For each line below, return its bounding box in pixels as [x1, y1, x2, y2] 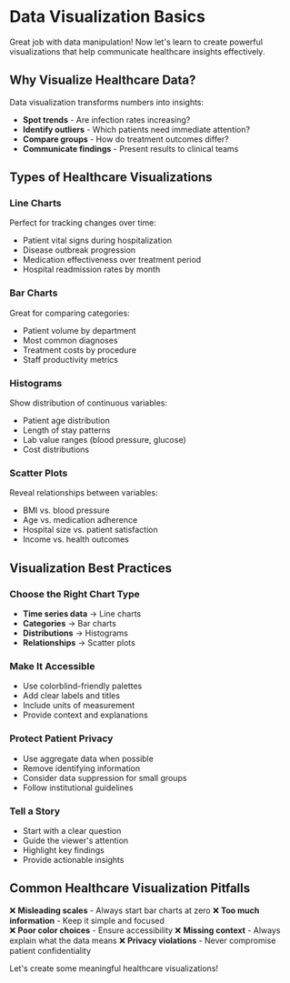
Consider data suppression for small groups [22, 772, 187, 783]
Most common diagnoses [22, 335, 118, 346]
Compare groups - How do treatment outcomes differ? [22, 134, 229, 145]
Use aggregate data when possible [22, 753, 155, 764]
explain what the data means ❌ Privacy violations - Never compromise [9, 935, 276, 946]
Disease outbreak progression [22, 245, 136, 256]
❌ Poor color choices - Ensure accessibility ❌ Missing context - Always [9, 925, 281, 936]
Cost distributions [22, 444, 89, 456]
